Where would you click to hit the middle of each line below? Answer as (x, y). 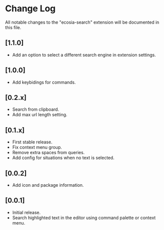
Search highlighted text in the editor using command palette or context (84, 218)
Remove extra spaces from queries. (48, 153)
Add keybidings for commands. (44, 82)
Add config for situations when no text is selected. (63, 158)
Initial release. (26, 212)
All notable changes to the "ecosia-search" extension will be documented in (82, 22)
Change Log (30, 9)
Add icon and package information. (48, 185)
